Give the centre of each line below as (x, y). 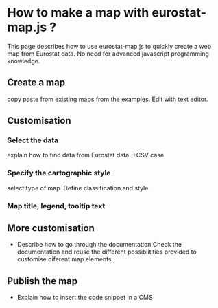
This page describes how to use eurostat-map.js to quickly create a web (109, 46)
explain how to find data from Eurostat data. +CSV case (86, 155)
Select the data (33, 140)
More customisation (51, 228)
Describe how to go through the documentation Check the (99, 245)
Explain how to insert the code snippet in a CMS (85, 298)
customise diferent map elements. (65, 259)
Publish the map (43, 281)
